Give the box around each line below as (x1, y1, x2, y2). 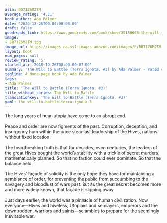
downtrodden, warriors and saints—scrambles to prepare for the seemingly (5, 208, 160, 214)
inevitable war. (5, 213, 35, 219)
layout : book (5, 49, 32, 54)
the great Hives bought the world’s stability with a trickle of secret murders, (5, 150, 160, 156)
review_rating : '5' (5, 58, 46, 63)
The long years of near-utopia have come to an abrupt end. (5, 113, 127, 119)
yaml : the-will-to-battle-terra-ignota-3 (5, 100, 92, 105)
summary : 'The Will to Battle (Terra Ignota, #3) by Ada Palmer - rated (5, 67, 159, 72)
